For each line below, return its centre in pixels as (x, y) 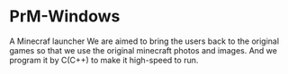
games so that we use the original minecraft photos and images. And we (143, 50)
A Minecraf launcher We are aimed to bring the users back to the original (144, 41)
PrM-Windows (65, 16)
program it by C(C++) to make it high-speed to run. (104, 60)
